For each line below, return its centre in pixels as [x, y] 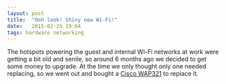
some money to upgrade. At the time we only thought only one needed [107, 66]
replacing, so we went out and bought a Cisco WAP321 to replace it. [103, 74]
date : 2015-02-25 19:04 [44, 26]
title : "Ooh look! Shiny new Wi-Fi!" [62, 20]
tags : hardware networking [46, 32]
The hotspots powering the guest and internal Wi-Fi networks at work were [113, 52]
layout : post [26, 13]
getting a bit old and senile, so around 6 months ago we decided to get [107, 59]
